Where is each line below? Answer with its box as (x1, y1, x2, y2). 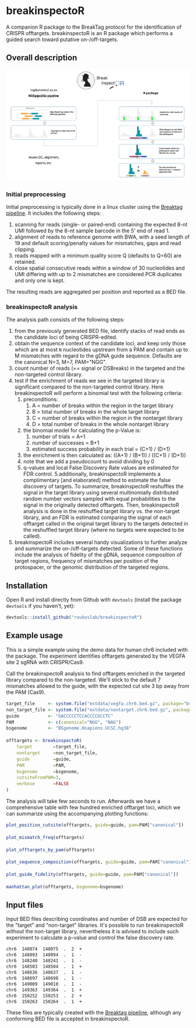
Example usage (6, 631, 63, 641)
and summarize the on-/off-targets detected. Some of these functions (14, 545, 183, 552)
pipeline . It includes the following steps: (6, 209, 101, 217)
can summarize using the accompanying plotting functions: (6, 810, 149, 817)
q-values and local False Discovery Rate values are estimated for (23, 464, 180, 472)
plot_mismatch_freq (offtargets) (6, 834, 85, 840)
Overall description (6, 53, 78, 63)
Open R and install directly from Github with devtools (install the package (6, 596, 182, 603)
